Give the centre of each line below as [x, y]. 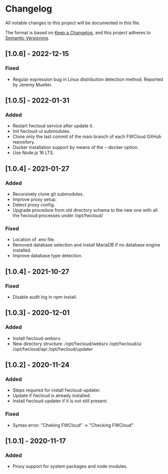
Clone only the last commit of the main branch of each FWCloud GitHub [87, 136]
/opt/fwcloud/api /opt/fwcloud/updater [53, 349]
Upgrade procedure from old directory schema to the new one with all [85, 210]
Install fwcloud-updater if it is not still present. [60, 401]
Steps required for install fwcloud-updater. [57, 390]
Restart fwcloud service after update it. [53, 126]
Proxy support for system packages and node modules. [70, 466]
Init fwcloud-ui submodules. [41, 131]
